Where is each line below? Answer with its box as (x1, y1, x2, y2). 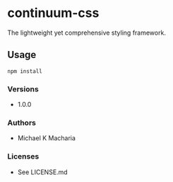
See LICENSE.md (17, 168, 68, 176)
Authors (7, 118, 37, 127)
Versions (7, 84, 39, 93)
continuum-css (7, 5, 100, 21)
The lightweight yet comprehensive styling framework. (7, 28, 166, 37)
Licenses (7, 152, 40, 161)
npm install (7, 67, 42, 75)
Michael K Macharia (17, 134, 76, 142)
